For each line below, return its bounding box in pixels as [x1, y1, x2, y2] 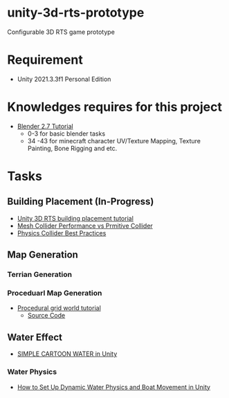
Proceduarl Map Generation [7, 289, 102, 298]
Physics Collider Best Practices [17, 228, 107, 237]
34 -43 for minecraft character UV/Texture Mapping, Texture [27, 136, 201, 145]
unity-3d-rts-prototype [7, 5, 145, 21]
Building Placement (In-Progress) [7, 196, 154, 208]
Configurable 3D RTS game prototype [7, 28, 116, 36]
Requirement [7, 52, 83, 68]
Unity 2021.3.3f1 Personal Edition [17, 75, 111, 83]
